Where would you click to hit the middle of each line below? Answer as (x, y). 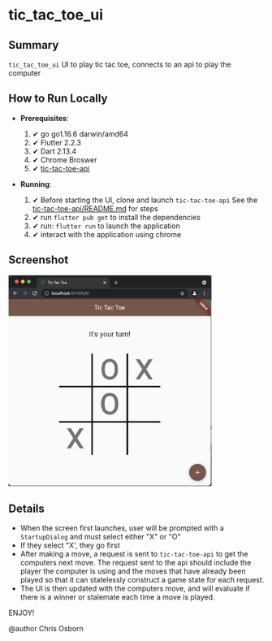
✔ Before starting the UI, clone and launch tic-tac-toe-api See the (145, 200)
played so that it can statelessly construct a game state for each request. (142, 580)
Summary (34, 45)
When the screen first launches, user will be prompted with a (122, 528)
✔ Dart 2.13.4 (54, 151)
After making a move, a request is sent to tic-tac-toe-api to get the (134, 554)
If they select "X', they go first (70, 545)
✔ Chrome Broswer (65, 159)
